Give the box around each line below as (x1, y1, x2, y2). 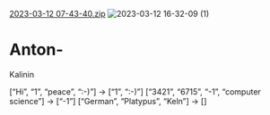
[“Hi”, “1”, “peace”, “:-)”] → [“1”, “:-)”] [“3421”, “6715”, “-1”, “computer (9, 86, 262, 97)
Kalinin (9, 69, 34, 79)
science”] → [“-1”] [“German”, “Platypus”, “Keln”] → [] (9, 95, 207, 106)
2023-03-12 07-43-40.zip (9, 9, 106, 19)
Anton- (9, 40, 65, 60)
